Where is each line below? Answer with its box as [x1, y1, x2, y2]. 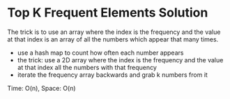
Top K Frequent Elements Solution [7, 5, 208, 21]
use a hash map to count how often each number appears [17, 48, 184, 57]
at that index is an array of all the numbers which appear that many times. [7, 35, 219, 43]
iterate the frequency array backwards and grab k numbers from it [17, 71, 208, 79]
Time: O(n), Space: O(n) [7, 84, 76, 92]
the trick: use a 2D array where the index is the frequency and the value [17, 55, 224, 64]
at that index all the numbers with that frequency [17, 63, 157, 71]
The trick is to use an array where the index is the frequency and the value [7, 28, 221, 36]
